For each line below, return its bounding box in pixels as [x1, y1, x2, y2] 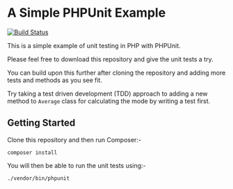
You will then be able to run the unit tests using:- [7, 161, 146, 169]
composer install [7, 149, 58, 156]
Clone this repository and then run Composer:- [7, 135, 141, 144]
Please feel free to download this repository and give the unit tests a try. [7, 54, 214, 63]
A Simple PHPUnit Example [7, 5, 166, 21]
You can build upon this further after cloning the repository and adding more [7, 68, 226, 77]
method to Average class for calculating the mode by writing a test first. [7, 96, 211, 105]
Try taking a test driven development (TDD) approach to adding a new [7, 89, 208, 98]
